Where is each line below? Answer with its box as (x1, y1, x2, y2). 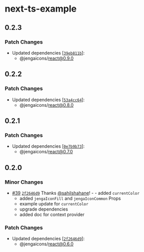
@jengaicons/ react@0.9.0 (19, 55, 74, 61)
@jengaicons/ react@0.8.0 (19, 102, 74, 108)
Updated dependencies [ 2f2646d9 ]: (12, 236, 85, 242)
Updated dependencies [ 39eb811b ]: (12, 50, 85, 56)
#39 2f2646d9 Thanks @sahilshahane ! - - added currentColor (12, 190, 139, 196)
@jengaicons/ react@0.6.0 (19, 241, 74, 247)
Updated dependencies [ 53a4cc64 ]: (12, 97, 85, 103)
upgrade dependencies (19, 206, 68, 212)
